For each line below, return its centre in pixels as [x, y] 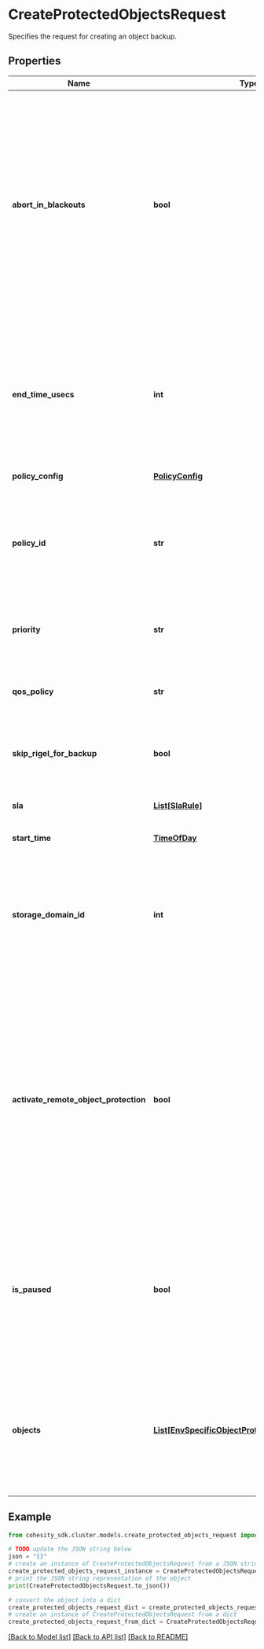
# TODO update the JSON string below [70, 1549]
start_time [31, 838]
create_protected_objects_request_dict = [77, 1607]
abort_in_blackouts [49, 205]
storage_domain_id [48, 914]
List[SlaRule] [178, 806]
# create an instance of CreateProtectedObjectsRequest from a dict [123, 1614]
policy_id [29, 543]
